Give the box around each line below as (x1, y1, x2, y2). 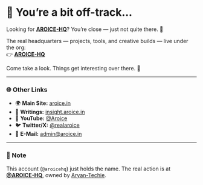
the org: (6, 44, 26, 51)
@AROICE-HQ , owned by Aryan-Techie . (6, 171, 107, 178)
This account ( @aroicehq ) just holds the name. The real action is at (6, 165, 171, 172)
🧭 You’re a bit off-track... (6, 5, 133, 19)
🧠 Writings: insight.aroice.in (14, 109, 85, 116)
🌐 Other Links (6, 85, 48, 93)
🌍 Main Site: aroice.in (14, 99, 71, 107)
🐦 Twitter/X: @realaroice (14, 121, 80, 129)
